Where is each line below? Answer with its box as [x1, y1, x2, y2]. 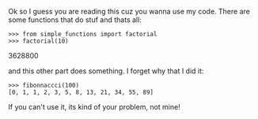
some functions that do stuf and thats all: [8, 15, 142, 24]
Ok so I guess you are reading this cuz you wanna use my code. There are [8, 7, 251, 16]
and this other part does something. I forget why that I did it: [8, 66, 204, 76]
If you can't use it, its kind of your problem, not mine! [8, 102, 180, 111]
